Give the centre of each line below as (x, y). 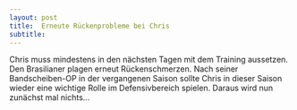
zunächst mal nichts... (50, 97)
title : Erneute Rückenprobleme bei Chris (89, 26)
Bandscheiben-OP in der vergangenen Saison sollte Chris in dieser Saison (146, 79)
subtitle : (28, 34)
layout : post (34, 17)
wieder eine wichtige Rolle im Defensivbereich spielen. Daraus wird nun (141, 88)
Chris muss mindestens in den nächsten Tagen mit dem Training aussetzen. (149, 60)
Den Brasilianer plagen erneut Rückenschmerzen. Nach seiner (124, 69)
